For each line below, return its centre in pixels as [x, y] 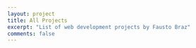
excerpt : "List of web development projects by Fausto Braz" [99, 27]
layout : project [31, 14]
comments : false [31, 34]
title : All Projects [38, 20]
